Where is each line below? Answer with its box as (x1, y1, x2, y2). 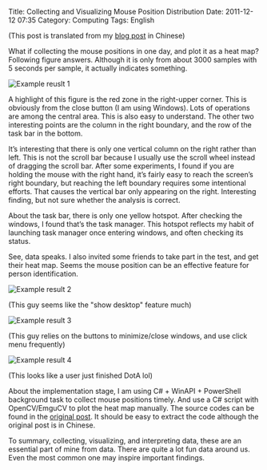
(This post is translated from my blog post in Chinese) (8, 31, 185, 40)
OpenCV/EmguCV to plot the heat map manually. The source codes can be (8, 403, 255, 412)
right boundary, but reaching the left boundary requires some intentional (8, 178, 246, 188)
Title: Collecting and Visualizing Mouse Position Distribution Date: (8, 7, 224, 16)
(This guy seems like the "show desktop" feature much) (8, 300, 192, 310)
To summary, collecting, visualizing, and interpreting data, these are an (8, 436, 242, 445)
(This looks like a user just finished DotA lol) (8, 371, 153, 380)
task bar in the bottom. (8, 128, 83, 138)
